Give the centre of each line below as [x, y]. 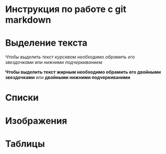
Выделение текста [46, 43]
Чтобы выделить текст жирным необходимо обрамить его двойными [83, 72]
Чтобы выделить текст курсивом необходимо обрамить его [70, 57]
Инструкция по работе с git [66, 9]
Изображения [36, 121]
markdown [28, 20]
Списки [22, 98]
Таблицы [25, 144]
